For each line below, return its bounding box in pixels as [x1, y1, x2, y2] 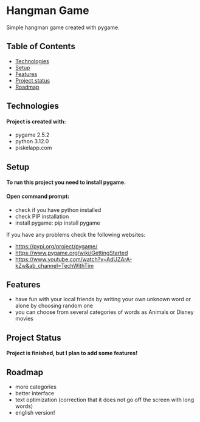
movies [15, 315, 33, 322]
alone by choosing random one [15, 302, 93, 310]
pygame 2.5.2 [15, 131, 50, 138]
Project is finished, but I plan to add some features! [6, 350, 138, 357]
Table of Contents [6, 41, 76, 52]
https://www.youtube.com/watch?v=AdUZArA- [15, 256, 133, 263]
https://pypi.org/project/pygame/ [15, 242, 98, 250]
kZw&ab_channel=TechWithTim [15, 262, 94, 269]
